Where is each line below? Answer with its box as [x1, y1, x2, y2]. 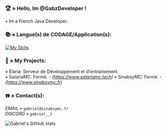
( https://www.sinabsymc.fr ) [5, 79, 63, 85]
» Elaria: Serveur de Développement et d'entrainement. [5, 68, 119, 75]
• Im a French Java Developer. [5, 18, 68, 24]
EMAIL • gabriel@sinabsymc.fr [5, 105, 69, 111]
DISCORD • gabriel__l [5, 111, 53, 117]
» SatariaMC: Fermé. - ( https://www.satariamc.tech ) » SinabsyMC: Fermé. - [5, 74, 162, 80]
